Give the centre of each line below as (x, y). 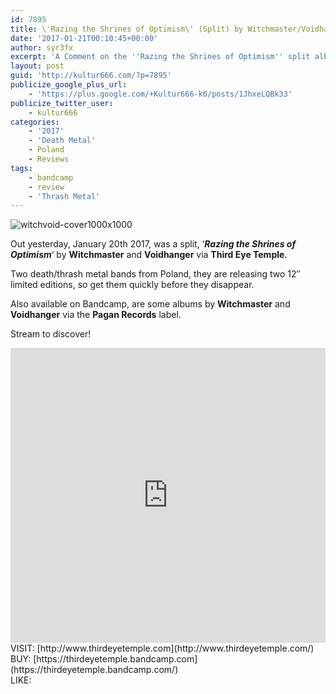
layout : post (37, 66)
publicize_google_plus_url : (69, 85)
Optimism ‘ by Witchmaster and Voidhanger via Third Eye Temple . (149, 255)
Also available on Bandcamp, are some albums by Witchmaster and (150, 304)
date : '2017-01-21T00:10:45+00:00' (84, 38)
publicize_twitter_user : (62, 103)
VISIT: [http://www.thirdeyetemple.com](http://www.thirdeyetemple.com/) (162, 648)
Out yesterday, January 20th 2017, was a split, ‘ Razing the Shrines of (153, 244)
